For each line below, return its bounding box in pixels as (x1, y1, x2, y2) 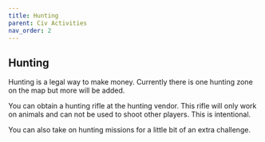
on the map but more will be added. (8, 85, 125, 96)
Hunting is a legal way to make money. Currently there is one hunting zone (8, 77, 253, 87)
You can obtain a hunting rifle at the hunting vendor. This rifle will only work (8, 101, 257, 111)
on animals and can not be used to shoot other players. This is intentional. (8, 109, 251, 120)
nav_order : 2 (8, 26, 52, 34)
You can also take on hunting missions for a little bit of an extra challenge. (8, 125, 251, 135)
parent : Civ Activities (8, 19, 88, 27)
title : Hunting (8, 11, 59, 20)
